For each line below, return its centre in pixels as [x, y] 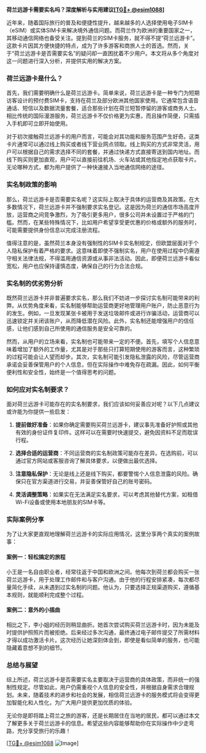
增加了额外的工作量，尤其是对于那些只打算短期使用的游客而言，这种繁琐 [108, 349]
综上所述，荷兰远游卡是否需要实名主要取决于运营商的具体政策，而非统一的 [100, 679]
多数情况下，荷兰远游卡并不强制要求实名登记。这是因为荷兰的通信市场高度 [100, 207]
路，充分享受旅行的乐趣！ [39, 731]
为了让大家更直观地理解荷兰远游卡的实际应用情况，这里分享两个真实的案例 [100, 534]
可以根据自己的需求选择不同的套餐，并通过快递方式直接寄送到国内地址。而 [105, 152]
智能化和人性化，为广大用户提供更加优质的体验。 [73, 703]
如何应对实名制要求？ [38, 389]
